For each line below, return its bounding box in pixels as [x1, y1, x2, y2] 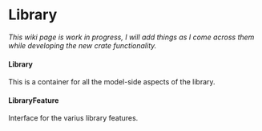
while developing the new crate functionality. [8, 40, 157, 50]
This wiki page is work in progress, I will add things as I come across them [8, 32, 255, 42]
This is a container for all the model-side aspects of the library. [8, 77, 216, 87]
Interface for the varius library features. [8, 113, 139, 123]
